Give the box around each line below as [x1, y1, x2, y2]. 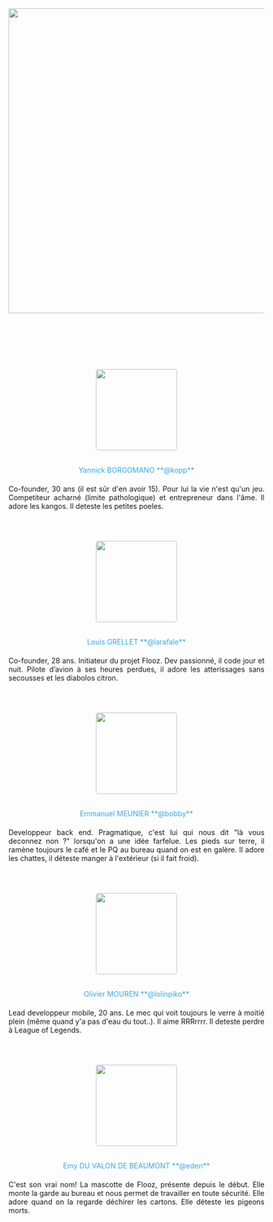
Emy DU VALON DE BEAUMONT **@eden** [63, 1161, 210, 1170]
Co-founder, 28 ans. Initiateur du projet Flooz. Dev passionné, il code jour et [8, 656, 265, 665]
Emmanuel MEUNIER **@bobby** [80, 809, 193, 818]
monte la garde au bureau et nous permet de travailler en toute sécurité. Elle [8, 1189, 265, 1198]
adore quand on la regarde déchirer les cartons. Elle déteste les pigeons [8, 1197, 265, 1207]
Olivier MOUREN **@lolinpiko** [84, 989, 189, 998]
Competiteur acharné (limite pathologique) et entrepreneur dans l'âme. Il [8, 493, 265, 502]
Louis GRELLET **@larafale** [86, 637, 187, 646]
